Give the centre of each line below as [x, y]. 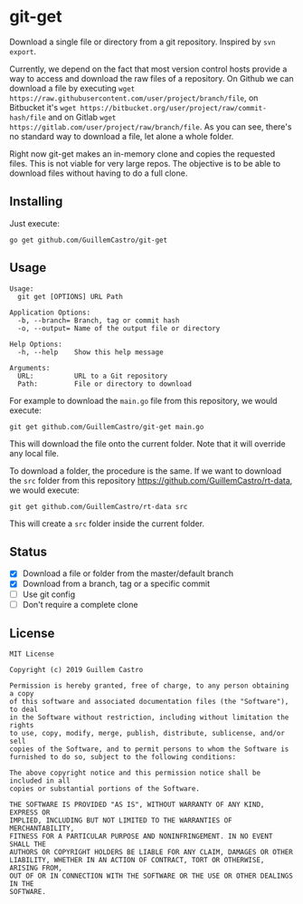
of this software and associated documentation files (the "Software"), [149, 702]
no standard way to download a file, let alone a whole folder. [122, 136]
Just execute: [35, 223]
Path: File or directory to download [105, 384]
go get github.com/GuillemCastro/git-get [89, 240]
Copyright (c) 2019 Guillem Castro [76, 670]
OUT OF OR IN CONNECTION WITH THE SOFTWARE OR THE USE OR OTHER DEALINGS [151, 876]
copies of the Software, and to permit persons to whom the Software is [149, 749]
